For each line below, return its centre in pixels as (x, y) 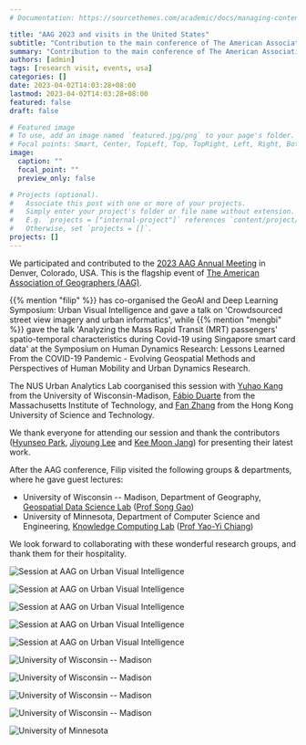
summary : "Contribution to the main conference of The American (134, 51)
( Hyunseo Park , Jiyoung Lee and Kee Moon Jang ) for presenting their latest (151, 442)
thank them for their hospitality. (68, 553)
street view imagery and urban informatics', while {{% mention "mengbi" (146, 320)
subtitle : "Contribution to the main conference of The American (136, 43)
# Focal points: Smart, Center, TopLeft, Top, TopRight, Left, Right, (146, 144)
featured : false (40, 102)
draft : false (34, 110)
